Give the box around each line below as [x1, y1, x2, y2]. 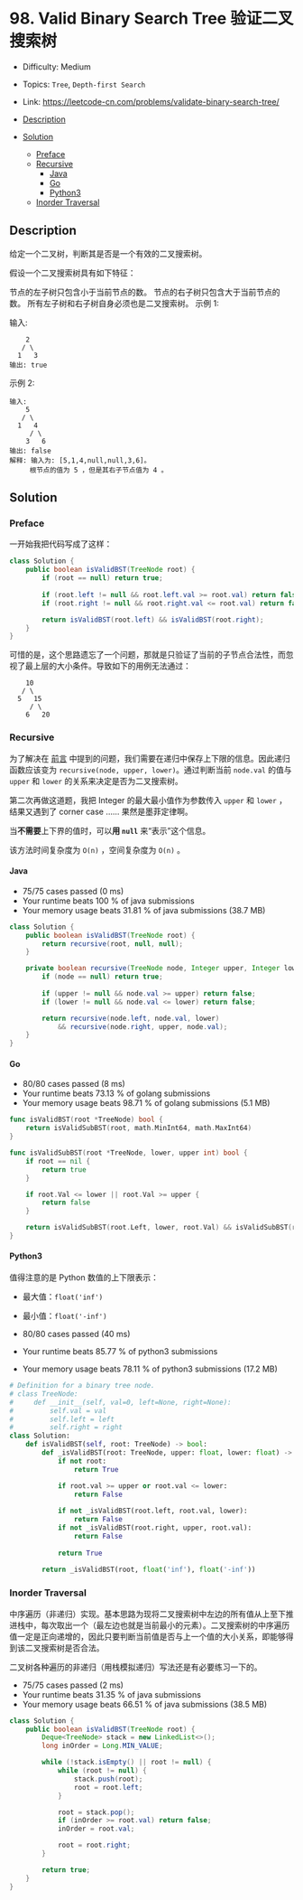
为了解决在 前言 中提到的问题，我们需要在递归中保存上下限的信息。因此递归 [9, 753, 290, 763]
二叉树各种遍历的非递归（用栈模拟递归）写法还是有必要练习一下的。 [9, 1661, 262, 1672]
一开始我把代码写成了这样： [9, 538, 113, 549]
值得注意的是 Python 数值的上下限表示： [9, 1272, 160, 1283]
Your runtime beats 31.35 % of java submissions [22, 1689, 201, 1699]
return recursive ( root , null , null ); [41, 939, 183, 949]
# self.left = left [9, 1415, 115, 1424]
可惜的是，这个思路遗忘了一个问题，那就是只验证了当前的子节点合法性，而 [9, 650, 286, 660]
